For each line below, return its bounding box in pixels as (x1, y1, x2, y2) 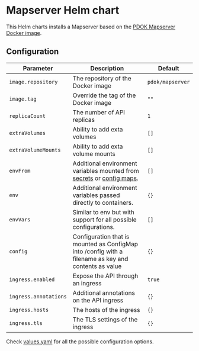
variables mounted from (72, 166, 139, 175)
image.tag (9, 95, 37, 102)
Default (158, 64, 179, 72)
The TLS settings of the (72, 315, 138, 323)
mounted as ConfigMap (72, 240, 138, 248)
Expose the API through (72, 272, 139, 280)
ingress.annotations (9, 293, 67, 300)
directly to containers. (72, 198, 133, 207)
